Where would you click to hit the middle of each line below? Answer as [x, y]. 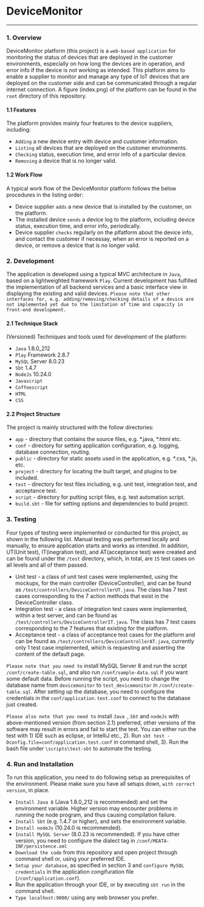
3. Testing [21, 519]
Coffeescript [32, 388]
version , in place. [28, 790]
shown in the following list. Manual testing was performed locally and [93, 539]
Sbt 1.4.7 [26, 368]
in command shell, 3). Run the [151, 742]
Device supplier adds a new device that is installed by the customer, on [103, 206]
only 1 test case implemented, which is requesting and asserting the [100, 647]
